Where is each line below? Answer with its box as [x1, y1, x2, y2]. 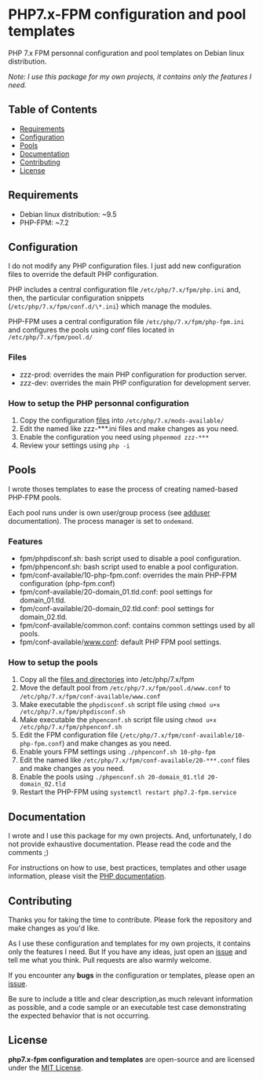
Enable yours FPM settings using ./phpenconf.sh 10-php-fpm [19, 747, 216, 757]
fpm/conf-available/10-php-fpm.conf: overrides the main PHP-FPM [19, 570, 237, 580]
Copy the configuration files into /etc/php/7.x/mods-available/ [19, 415, 225, 425]
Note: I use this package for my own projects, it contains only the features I [8, 72, 252, 81]
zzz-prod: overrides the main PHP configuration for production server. [19, 370, 247, 379]
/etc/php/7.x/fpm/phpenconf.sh [19, 724, 122, 732]
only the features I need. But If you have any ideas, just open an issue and [8, 947, 247, 957]
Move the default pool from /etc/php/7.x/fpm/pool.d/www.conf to [19, 683, 231, 693]
